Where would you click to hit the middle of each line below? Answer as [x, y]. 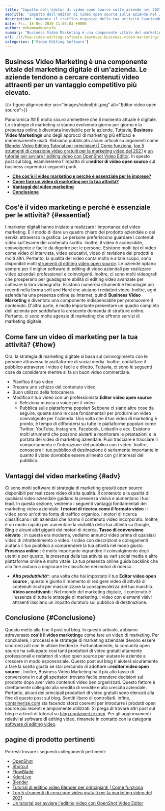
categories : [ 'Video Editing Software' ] [47, 42]
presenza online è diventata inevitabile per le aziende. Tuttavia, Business [79, 130]
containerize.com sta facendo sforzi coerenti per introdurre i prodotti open [81, 703]
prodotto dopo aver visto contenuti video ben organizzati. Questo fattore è [80, 682]
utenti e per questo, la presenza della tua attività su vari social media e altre [82, 556]
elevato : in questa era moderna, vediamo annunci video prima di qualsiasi [81, 535]
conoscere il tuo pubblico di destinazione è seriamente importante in [89, 450]
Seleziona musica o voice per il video [57, 403]
